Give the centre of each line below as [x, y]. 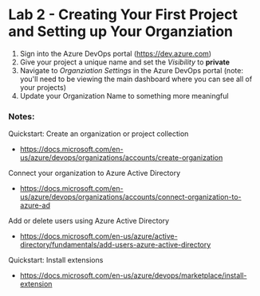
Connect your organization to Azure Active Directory [95, 173]
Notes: [22, 116]
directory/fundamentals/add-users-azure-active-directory [115, 245]
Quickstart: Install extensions [56, 260]
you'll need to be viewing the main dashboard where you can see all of [136, 79]
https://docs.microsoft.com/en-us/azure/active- [98, 236]
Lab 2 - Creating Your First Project [123, 15]
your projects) [43, 87]
